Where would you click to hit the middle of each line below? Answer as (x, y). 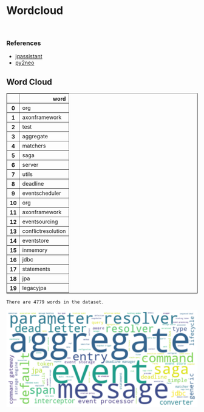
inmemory (35, 250)
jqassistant (29, 56)
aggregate (35, 136)
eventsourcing (40, 221)
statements (36, 269)
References (24, 43)
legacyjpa (34, 288)
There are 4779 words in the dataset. (55, 302)
